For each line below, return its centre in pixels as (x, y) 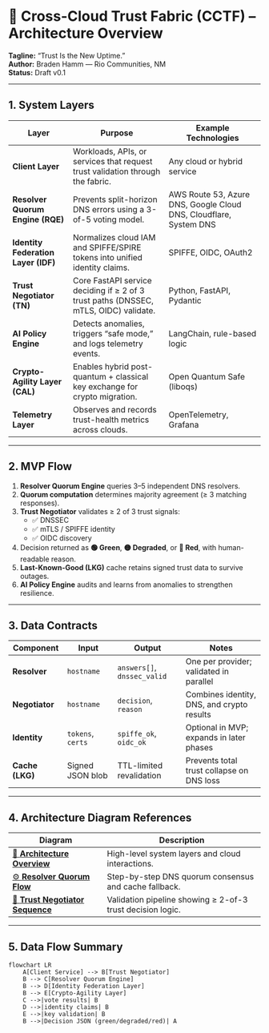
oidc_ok (132, 743)
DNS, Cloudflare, (200, 214)
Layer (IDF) (34, 262)
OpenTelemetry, (199, 414)
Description (182, 840)
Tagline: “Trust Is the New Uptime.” (67, 55)
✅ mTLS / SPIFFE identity (74, 529)
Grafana (184, 424)
